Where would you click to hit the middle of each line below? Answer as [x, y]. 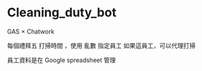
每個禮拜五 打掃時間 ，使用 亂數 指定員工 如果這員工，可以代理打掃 [101, 45]
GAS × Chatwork [31, 31]
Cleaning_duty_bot [62, 13]
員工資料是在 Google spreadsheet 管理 [62, 60]
